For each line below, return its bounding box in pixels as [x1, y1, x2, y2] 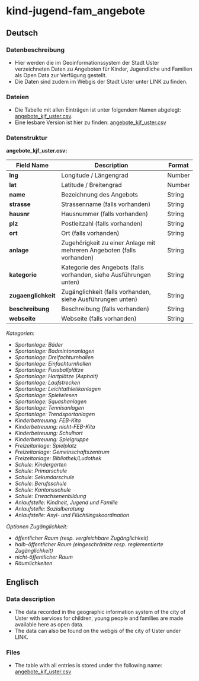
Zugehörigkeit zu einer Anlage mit [61, 239, 156, 247]
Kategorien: [6, 330, 35, 337]
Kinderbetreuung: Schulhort [14, 429, 83, 437]
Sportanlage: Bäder [14, 341, 63, 349]
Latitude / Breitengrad [61, 181, 123, 189]
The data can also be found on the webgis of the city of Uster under [14, 628, 181, 635]
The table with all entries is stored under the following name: [14, 662, 163, 669]
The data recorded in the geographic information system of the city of [14, 609, 186, 616]
